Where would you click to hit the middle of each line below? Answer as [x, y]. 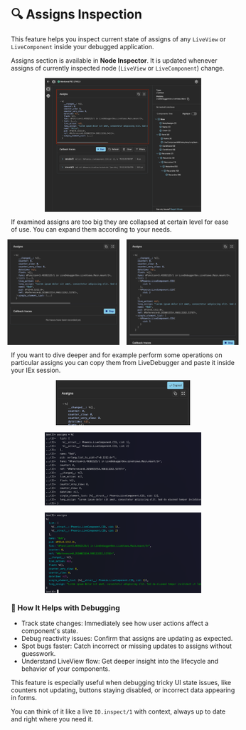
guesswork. [38, 654]
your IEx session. [36, 370]
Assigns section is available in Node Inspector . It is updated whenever [114, 60]
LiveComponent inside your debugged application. [82, 46]
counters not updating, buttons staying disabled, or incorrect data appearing [123, 690]
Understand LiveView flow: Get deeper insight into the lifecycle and [120, 662]
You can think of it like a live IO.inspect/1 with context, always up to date [118, 711]
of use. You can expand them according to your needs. [91, 229]
